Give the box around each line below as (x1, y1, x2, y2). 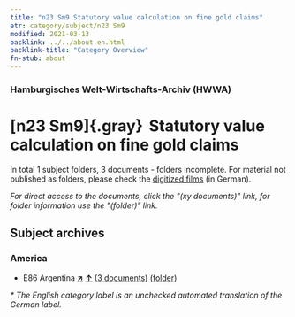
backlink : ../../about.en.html (10, 37, 125, 47)
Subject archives (10, 226, 105, 241)
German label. (10, 298, 63, 310)
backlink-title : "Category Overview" (10, 46, 149, 55)
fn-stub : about (10, 54, 66, 63)
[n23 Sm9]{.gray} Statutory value (10, 116, 266, 136)
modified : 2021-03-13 (10, 29, 90, 38)
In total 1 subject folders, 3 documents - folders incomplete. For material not (10, 164, 286, 174)
